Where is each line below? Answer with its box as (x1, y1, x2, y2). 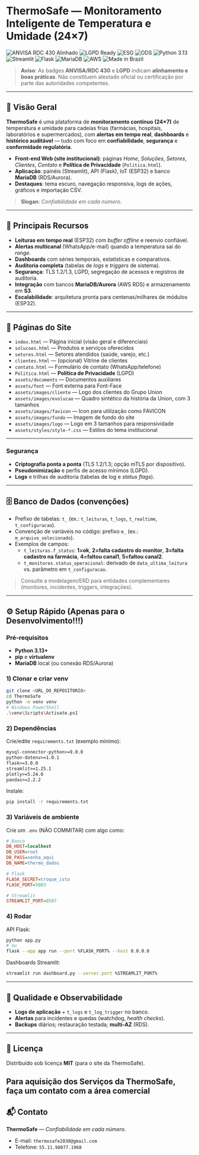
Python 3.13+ (14, 647, 49, 654)
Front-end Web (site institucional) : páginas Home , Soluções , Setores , (14, 154, 187, 162)
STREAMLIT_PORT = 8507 (6, 898, 57, 904)
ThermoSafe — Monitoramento (6, 4, 162, 18)
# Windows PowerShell (6, 705, 60, 711)
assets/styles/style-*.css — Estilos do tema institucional (14, 427, 158, 434)
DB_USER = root (6, 849, 38, 855)
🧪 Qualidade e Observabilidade (6, 992, 123, 1002)
